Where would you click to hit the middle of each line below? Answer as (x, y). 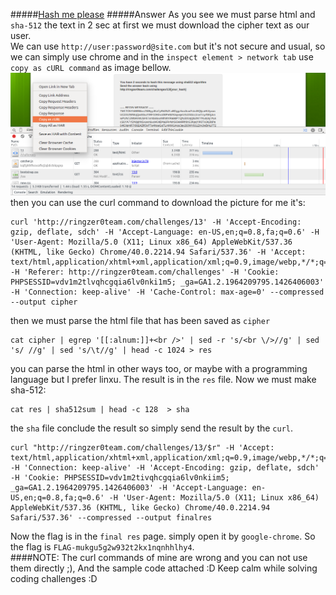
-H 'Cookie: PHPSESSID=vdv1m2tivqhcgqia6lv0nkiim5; (120, 478)
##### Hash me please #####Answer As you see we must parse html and (163, 14)
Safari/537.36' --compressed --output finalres (111, 518)
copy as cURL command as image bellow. (91, 67)
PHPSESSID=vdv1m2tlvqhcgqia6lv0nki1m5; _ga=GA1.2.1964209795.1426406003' (167, 282)
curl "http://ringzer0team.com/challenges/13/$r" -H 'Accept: (142, 448)
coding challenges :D (54, 579)
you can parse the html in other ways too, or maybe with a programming (159, 369)
